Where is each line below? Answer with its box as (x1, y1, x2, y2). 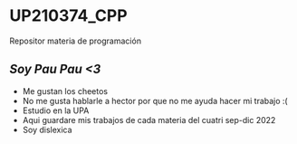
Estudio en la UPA (22, 105, 90, 116)
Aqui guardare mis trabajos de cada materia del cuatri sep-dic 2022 (22, 114, 276, 125)
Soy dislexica (22, 124, 72, 135)
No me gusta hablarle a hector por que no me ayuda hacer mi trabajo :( (22, 95, 288, 106)
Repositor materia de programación (9, 35, 142, 46)
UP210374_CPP (9, 5, 129, 26)
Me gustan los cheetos (22, 85, 109, 96)
